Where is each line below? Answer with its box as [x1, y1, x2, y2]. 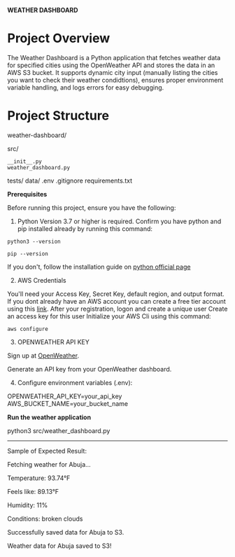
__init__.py [7, 157, 42, 165]
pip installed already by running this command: [17, 224, 152, 233]
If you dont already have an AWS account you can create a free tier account [7, 297, 226, 305]
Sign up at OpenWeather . [7, 351, 80, 360]
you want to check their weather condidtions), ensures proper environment [7, 76, 224, 84]
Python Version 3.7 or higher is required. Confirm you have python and [17, 217, 222, 225]
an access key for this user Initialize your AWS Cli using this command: [7, 311, 211, 320]
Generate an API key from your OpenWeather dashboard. [7, 365, 172, 373]
